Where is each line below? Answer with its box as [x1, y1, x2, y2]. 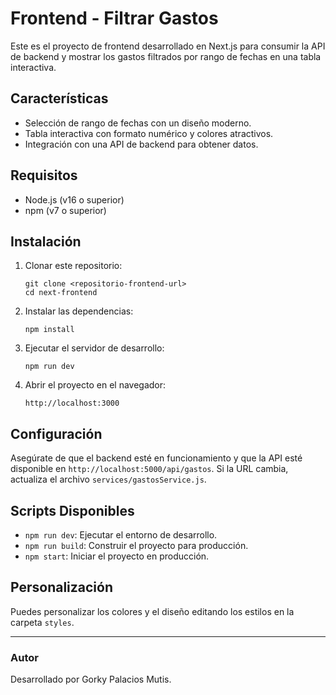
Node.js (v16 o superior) [24, 193, 125, 206]
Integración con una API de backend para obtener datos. [24, 138, 259, 150]
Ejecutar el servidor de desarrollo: [24, 342, 165, 354]
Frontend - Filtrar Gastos [10, 7, 219, 30]
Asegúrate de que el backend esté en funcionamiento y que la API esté [10, 452, 303, 464]
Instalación [10, 233, 82, 250]
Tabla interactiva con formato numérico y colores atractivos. [24, 127, 274, 139]
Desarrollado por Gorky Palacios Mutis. [10, 673, 172, 686]
